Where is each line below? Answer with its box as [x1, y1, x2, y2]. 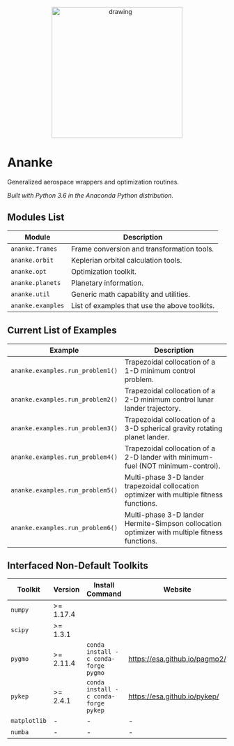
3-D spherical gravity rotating [124, 423, 223, 433]
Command [86, 589, 122, 599]
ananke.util [10, 290, 51, 298]
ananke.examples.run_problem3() [10, 424, 118, 432]
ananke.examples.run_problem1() [10, 367, 118, 374]
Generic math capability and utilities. [70, 289, 190, 299]
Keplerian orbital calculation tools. [70, 255, 182, 265]
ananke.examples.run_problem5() [10, 486, 118, 494]
